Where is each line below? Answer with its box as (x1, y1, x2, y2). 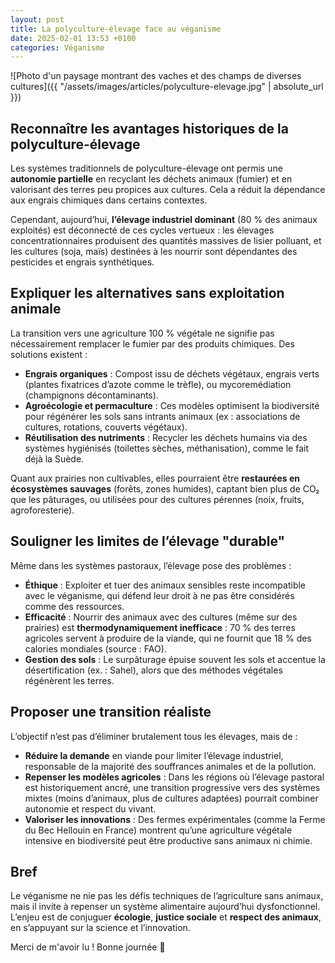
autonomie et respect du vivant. (24, 802, 157, 815)
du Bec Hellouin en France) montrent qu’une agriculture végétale (24, 824, 293, 836)
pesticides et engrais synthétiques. (10, 256, 155, 268)
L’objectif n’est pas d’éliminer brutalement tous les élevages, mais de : (10, 730, 298, 742)
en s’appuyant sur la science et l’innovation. (10, 922, 191, 934)
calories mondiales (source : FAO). (24, 642, 167, 655)
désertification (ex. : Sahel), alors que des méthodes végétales (24, 664, 283, 676)
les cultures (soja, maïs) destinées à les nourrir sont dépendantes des (10, 246, 298, 258)
